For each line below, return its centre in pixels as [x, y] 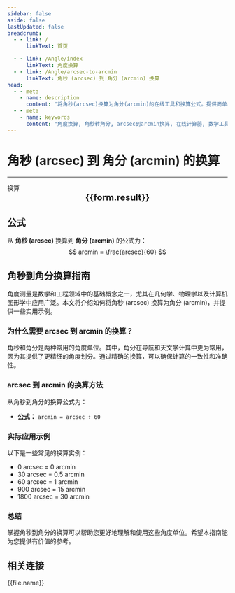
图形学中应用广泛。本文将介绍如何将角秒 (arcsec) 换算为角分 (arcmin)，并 [114, 303]
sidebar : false [29, 14]
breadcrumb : [24, 33]
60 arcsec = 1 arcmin [48, 482]
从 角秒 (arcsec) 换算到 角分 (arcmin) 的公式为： [77, 241]
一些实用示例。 [35, 311]
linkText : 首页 [47, 46]
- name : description [50, 98]
